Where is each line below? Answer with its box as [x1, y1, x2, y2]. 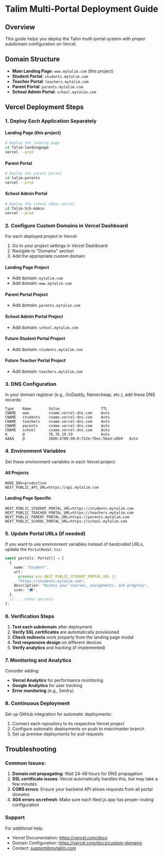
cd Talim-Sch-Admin [5, 206, 45, 211]
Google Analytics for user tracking [12, 683, 83, 689]
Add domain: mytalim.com [12, 275, 63, 281]
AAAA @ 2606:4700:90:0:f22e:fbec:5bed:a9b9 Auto [5, 436, 138, 441]
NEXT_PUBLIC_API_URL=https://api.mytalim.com [5, 485, 99, 490]
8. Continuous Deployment [5, 700, 70, 707]
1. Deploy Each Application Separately [5, 118, 97, 125]
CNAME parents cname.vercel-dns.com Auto [5, 423, 110, 428]
